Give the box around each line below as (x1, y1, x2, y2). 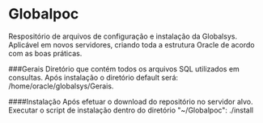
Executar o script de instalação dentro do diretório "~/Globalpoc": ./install (8, 105, 254, 115)
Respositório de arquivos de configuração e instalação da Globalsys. (8, 31, 237, 41)
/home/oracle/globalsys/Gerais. (8, 81, 114, 91)
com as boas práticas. (8, 48, 83, 58)
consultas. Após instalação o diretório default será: (8, 72, 179, 82)
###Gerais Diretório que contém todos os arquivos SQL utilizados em (8, 64, 240, 73)
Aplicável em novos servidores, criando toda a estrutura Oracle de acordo (8, 39, 255, 49)
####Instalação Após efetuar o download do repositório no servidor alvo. (8, 96, 253, 106)
